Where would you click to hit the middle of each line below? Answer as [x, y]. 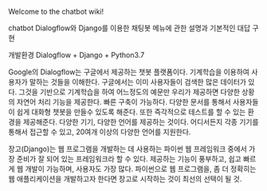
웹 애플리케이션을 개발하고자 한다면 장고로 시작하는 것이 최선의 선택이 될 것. [125, 179]
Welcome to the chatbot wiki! [56, 12]
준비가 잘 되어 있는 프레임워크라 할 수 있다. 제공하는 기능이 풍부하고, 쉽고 [129, 159]
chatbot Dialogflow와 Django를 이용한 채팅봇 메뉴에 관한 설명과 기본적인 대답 [130, 28]
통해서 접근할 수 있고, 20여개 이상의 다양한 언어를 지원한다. [100, 132]
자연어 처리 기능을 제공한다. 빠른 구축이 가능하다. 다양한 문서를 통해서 [124, 102]
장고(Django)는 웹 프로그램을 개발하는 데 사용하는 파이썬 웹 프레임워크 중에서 [128, 149]
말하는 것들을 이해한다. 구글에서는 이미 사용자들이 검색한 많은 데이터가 [138, 82]
